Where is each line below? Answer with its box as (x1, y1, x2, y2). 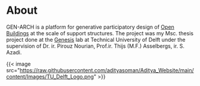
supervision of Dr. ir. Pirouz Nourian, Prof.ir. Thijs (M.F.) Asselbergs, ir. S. (6, 42, 185, 50)
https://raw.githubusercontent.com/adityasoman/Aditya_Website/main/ (20, 66, 194, 73)
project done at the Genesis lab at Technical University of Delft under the (6, 36, 186, 43)
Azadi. (6, 48, 22, 56)
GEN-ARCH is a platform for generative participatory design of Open (6, 23, 175, 30)
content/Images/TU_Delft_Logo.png (6, 73, 94, 80)
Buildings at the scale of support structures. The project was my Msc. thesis (6, 29, 194, 36)
